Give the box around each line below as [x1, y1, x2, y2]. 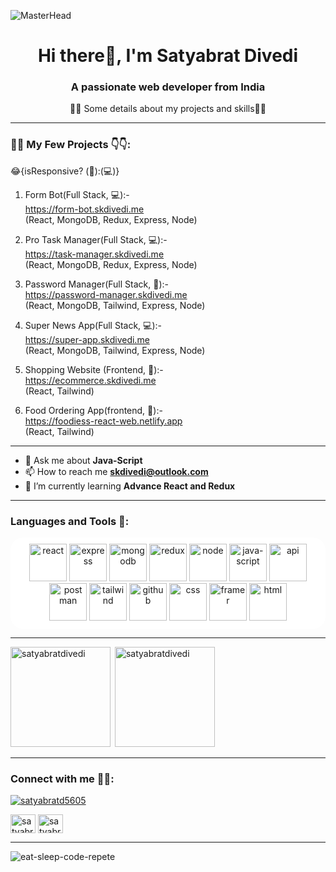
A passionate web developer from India [70, 80, 266, 94]
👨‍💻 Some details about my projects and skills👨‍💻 [69, 103, 267, 115]
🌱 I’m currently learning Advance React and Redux [24, 480, 236, 492]
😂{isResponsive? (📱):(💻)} [10, 165, 120, 177]
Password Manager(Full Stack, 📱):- [24, 278, 169, 290]
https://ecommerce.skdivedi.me [24, 374, 157, 386]
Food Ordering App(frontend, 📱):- [24, 404, 163, 416]
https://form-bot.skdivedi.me [24, 203, 145, 215]
